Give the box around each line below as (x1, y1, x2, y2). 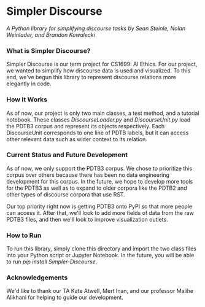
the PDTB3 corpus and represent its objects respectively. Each (6, 122, 165, 130)
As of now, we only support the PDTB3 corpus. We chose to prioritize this (6, 165, 193, 172)
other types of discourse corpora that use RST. (6, 190, 126, 198)
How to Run (6, 231, 42, 239)
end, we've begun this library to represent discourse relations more (6, 74, 177, 81)
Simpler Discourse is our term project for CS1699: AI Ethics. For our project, (6, 60, 198, 68)
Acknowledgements (6, 273, 68, 282)
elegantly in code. (6, 80, 52, 87)
